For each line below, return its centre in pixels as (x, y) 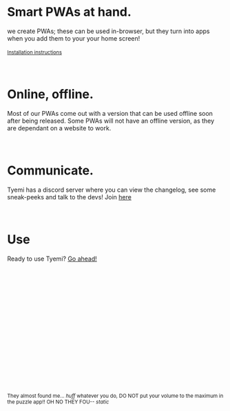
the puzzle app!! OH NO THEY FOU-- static (58, 402)
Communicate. (51, 171)
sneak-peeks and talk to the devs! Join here (70, 197)
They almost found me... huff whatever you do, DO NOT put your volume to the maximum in (115, 396)
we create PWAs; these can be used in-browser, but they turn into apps (108, 31)
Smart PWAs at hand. (70, 12)
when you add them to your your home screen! (74, 38)
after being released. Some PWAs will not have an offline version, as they (111, 121)
